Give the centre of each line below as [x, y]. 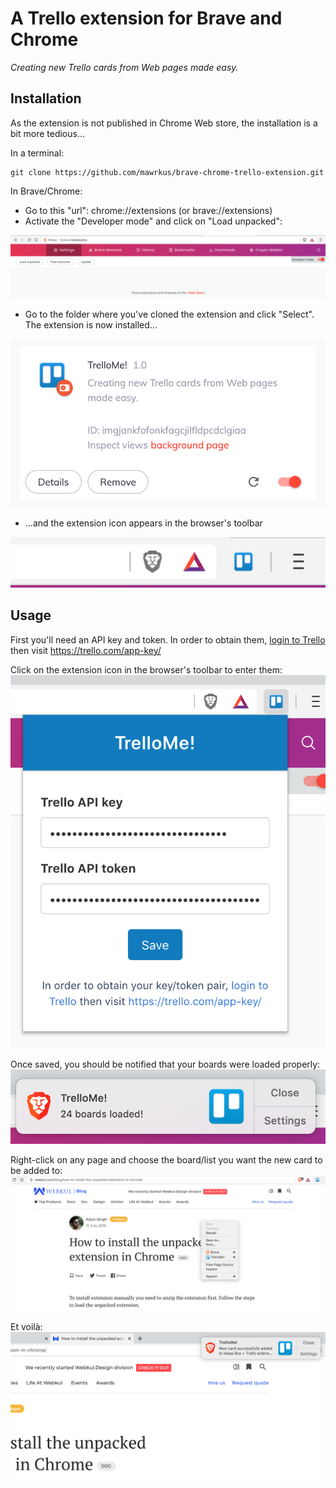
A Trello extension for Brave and [146, 18]
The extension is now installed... [91, 325]
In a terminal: [37, 153]
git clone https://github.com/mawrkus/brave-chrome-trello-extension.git [167, 172]
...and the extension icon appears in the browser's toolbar [143, 523]
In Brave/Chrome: [46, 191]
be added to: [36, 1170]
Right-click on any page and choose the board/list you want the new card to [166, 1159]
